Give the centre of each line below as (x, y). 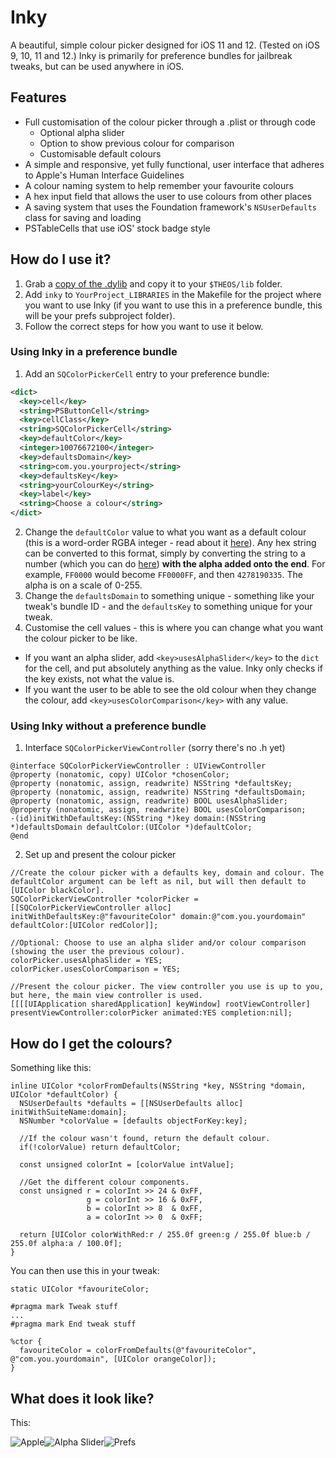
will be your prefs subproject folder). (100, 315)
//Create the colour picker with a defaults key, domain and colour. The (167, 873)
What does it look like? (82, 1398)
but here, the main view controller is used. (106, 996)
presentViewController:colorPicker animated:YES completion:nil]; (151, 1013)
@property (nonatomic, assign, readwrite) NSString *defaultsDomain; (158, 792)
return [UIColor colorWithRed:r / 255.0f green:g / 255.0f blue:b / (165, 1235)
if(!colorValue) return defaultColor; (100, 1147)
